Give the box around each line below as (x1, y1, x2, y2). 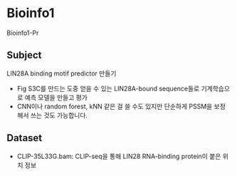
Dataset (6, 132, 43, 144)
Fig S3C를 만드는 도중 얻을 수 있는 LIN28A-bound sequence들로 (16, 84, 200, 93)
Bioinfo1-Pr (6, 29, 39, 37)
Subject (6, 49, 42, 61)
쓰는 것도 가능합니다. (30, 110, 88, 119)
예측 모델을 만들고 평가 (24, 93, 88, 101)
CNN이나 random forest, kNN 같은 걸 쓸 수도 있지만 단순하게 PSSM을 (16, 102, 213, 110)
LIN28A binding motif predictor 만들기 (6, 69, 117, 78)
